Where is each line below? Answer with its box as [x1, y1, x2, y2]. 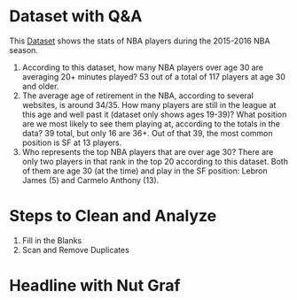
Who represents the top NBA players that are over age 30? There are [21, 146, 274, 157]
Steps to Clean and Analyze [9, 206, 217, 227]
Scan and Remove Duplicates [21, 244, 130, 255]
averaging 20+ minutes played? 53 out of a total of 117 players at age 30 [21, 71, 286, 81]
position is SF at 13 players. [21, 137, 122, 148]
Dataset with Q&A [9, 6, 143, 27]
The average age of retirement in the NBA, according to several [21, 90, 254, 101]
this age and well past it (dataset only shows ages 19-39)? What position [21, 109, 287, 119]
